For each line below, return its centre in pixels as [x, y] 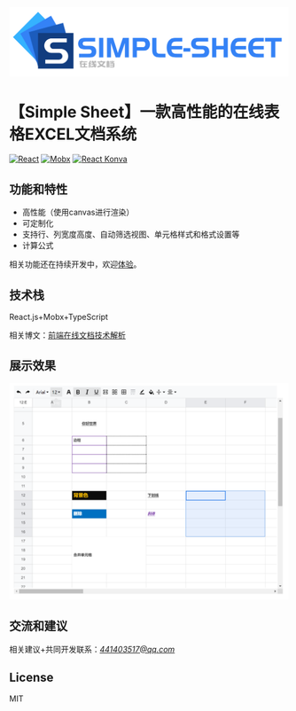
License [31, 677]
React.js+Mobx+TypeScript [59, 317]
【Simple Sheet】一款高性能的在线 [136, 112]
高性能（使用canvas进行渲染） [78, 212]
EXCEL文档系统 [81, 134]
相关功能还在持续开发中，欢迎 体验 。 [75, 264]
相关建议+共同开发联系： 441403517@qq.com [92, 649]
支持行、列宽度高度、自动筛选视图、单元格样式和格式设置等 [131, 234]
